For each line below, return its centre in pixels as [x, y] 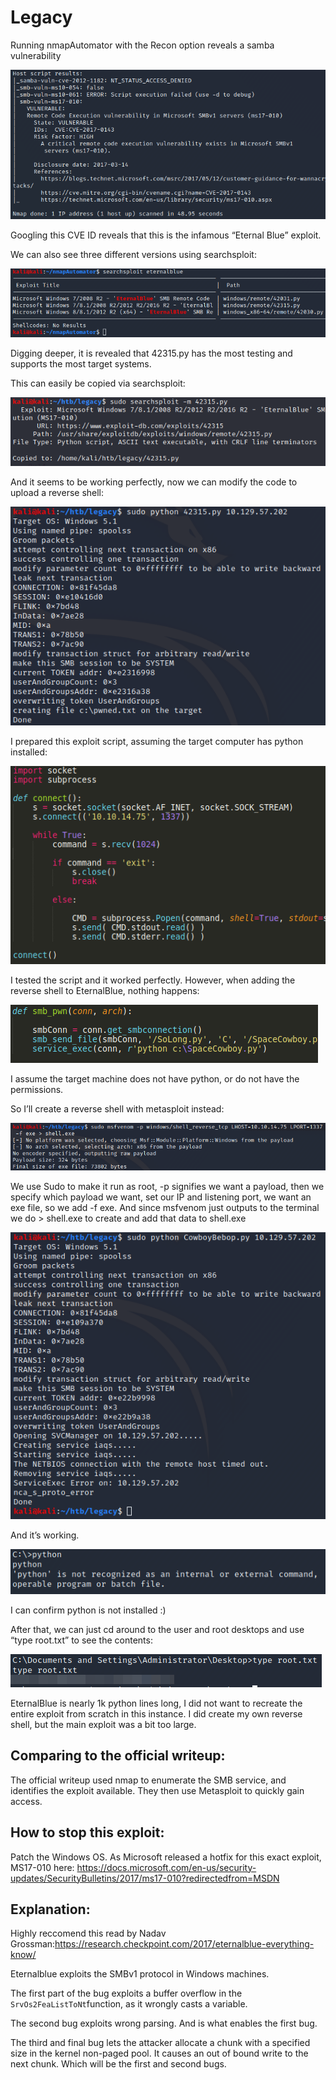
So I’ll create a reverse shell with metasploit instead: [117, 1109]
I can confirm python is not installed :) [88, 1610]
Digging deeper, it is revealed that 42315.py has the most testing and [151, 353]
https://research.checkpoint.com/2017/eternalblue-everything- [184, 1944]
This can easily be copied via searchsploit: [98, 383]
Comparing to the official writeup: [118, 1756]
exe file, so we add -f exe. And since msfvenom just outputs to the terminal [165, 1207]
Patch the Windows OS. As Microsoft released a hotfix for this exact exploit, [166, 1857]
